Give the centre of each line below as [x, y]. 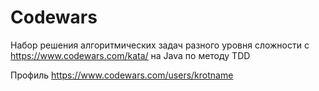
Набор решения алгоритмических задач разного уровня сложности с [160, 45]
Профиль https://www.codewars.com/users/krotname [122, 75]
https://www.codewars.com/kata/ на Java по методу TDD [130, 55]
